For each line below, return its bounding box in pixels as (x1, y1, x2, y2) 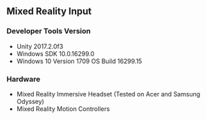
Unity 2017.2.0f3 (16, 42, 64, 51)
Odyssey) (16, 97, 44, 105)
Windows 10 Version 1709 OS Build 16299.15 (16, 57, 143, 65)
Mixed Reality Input (6, 6, 92, 17)
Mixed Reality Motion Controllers (16, 104, 110, 113)
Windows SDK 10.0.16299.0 (16, 49, 95, 58)
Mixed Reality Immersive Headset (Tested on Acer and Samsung (16, 89, 201, 98)
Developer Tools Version (6, 26, 91, 36)
